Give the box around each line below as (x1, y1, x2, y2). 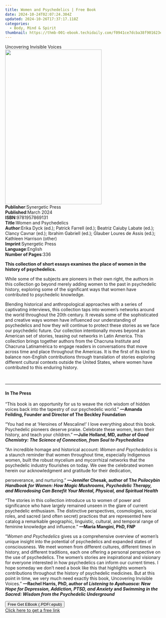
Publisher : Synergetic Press (5, 204, 61, 210)
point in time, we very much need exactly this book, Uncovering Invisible (5, 575, 153, 581)
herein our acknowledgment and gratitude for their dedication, (5, 468, 132, 474)
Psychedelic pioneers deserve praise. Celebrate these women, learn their (5, 427, 155, 433)
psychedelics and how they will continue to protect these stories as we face (5, 323, 160, 328)
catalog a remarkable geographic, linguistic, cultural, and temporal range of (5, 518, 159, 524)
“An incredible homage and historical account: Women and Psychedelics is (5, 447, 158, 452)
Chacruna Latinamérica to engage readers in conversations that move (5, 343, 147, 349)
